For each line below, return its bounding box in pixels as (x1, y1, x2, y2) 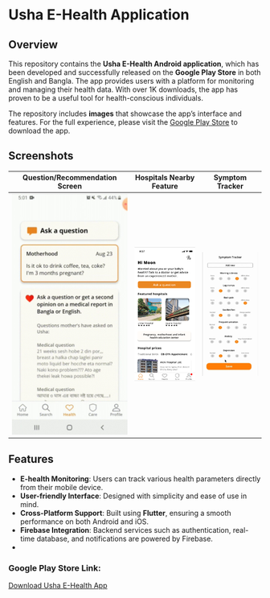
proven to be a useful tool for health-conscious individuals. (8, 93, 203, 102)
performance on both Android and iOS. (19, 517, 149, 526)
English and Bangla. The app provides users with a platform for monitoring (8, 76, 255, 85)
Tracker (216, 181, 243, 191)
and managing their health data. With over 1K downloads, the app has (8, 85, 239, 94)
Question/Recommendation (22, 173, 117, 183)
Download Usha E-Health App (8, 581, 108, 591)
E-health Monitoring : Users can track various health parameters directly (19, 473, 261, 484)
